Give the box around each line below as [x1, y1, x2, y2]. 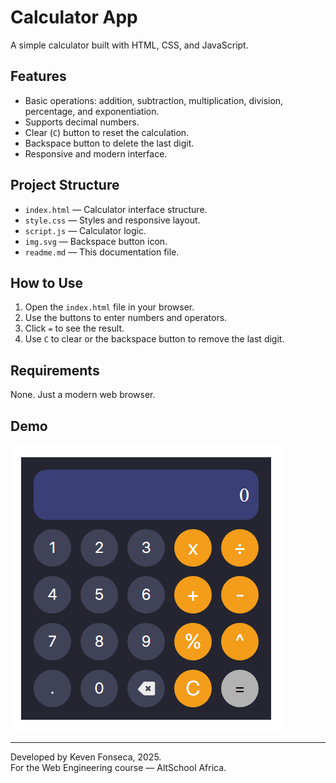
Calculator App [10, 6, 138, 29]
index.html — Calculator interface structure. [24, 203, 208, 215]
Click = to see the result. [24, 322, 125, 335]
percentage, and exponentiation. [24, 105, 160, 117]
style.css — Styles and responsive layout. [24, 214, 201, 226]
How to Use [10, 274, 84, 291]
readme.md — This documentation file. [24, 246, 180, 258]
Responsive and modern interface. [24, 147, 168, 160]
